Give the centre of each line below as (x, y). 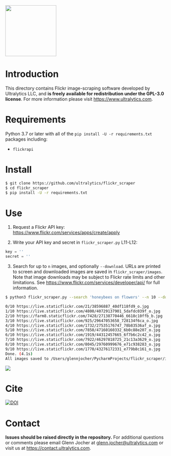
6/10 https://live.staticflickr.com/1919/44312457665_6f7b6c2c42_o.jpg (83, 335)
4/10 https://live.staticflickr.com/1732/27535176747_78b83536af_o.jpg (83, 326)
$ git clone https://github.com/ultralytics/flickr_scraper (70, 183)
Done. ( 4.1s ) (19, 354)
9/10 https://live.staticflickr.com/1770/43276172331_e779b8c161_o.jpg (83, 349)
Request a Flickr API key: (39, 227)
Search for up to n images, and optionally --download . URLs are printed (87, 266)
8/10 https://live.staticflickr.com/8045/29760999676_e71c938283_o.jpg (83, 344)
